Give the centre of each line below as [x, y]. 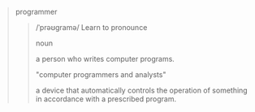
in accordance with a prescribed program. [106, 99]
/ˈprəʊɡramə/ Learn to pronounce [91, 27]
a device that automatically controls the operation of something [142, 90]
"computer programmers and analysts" [101, 75]
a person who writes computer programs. [105, 59]
